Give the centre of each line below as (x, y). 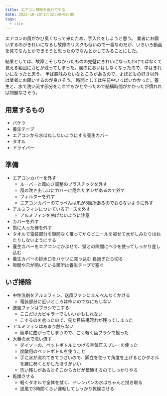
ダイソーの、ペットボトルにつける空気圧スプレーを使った (79, 345)
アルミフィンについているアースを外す (51, 209)
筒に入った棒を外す (32, 228)
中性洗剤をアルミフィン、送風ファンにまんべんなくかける (71, 295)
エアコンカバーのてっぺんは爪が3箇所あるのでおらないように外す (86, 203)
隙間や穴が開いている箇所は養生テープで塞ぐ (58, 265)
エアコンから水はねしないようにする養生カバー (60, 135)
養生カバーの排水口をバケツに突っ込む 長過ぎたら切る (68, 259)
